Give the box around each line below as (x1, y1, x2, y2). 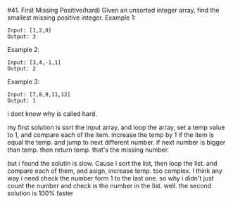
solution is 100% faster (7, 189, 74, 197)
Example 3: (7, 77, 40, 86)
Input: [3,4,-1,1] (7, 59, 61, 66)
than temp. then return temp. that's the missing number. (7, 145, 170, 154)
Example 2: (7, 46, 40, 53)
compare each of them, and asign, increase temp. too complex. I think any (7, 166, 223, 175)
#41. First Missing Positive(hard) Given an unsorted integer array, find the (7, 6, 220, 14)
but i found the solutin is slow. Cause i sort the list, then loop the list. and (7, 159, 218, 167)
